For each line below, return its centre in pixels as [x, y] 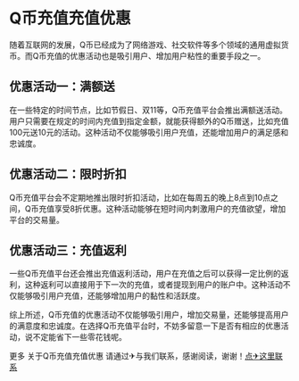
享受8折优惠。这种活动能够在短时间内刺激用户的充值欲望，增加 [170, 208]
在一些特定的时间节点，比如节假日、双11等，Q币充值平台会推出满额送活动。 [149, 110]
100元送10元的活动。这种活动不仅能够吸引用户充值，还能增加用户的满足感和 [149, 132]
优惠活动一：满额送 [62, 87]
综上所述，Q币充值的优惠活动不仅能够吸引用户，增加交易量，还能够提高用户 [149, 315]
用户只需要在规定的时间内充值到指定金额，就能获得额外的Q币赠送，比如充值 [149, 120]
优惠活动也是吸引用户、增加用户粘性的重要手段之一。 [168, 55]
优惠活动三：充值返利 [68, 250]
